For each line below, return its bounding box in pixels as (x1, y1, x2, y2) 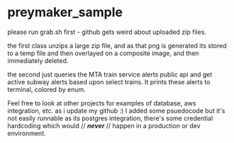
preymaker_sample (7, 4, 123, 21)
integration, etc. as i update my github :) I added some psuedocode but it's (7, 106, 225, 115)
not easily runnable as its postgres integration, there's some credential (7, 114, 213, 122)
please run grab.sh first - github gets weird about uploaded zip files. (7, 28, 207, 36)
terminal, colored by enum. (7, 85, 87, 93)
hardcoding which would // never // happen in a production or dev (7, 121, 201, 130)
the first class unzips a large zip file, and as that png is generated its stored (7, 41, 227, 50)
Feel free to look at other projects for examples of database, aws (7, 98, 196, 107)
